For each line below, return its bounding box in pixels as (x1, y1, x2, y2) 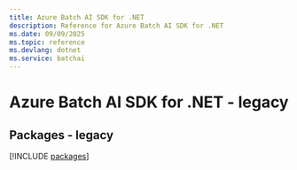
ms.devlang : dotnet (9, 46, 82, 55)
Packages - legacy (9, 127, 113, 143)
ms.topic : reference (9, 37, 86, 47)
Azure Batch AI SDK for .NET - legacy (9, 92, 289, 112)
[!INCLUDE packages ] (9, 151, 90, 161)
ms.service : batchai (9, 54, 86, 63)
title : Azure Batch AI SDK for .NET (9, 12, 145, 22)
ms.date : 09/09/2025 (9, 29, 86, 38)
